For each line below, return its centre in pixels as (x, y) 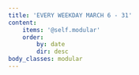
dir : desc (53, 52)
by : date (51, 45)
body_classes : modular (45, 59)
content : (23, 23)
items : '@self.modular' (62, 30)
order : (33, 37)
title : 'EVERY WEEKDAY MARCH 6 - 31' (70, 15)
